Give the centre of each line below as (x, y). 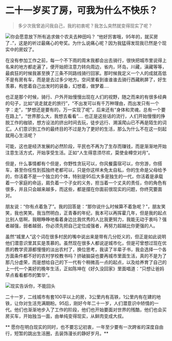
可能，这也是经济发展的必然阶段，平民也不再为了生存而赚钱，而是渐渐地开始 (86, 146)
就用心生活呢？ (21, 135)
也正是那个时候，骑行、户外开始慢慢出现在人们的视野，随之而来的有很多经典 (86, 97)
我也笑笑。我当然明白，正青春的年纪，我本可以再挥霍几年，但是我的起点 (90, 213)
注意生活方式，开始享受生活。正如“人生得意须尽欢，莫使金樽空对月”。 (79, 152)
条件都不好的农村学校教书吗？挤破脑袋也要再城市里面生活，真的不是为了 (90, 256)
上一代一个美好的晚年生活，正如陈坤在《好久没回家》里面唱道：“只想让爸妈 (85, 268)
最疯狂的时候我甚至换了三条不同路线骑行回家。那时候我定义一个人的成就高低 (86, 73)
